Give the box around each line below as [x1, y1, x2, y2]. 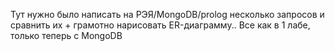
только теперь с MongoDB [10, 30, 123, 41]
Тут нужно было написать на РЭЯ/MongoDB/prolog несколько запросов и [10, 9, 325, 20]
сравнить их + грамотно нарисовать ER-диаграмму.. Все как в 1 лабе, [10, 19, 311, 31]
